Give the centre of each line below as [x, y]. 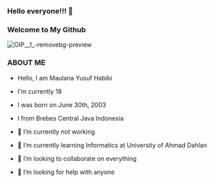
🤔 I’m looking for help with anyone [66, 172]
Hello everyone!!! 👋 [40, 11]
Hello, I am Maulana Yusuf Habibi [65, 78]
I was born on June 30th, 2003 [61, 105]
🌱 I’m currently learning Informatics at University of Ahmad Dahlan [112, 145]
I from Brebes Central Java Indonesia [70, 118]
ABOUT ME [26, 63]
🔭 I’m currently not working [56, 132]
